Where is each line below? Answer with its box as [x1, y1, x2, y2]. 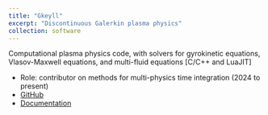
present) [19, 81, 49, 91]
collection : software [8, 27, 82, 35]
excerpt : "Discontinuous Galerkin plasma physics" [8, 19, 182, 27]
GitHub [19, 90, 44, 100]
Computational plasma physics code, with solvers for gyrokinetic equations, [8, 49, 261, 59]
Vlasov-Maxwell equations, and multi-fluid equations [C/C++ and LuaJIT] [8, 57, 252, 67]
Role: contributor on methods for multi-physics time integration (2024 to [19, 73, 261, 83]
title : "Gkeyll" [8, 11, 63, 20]
